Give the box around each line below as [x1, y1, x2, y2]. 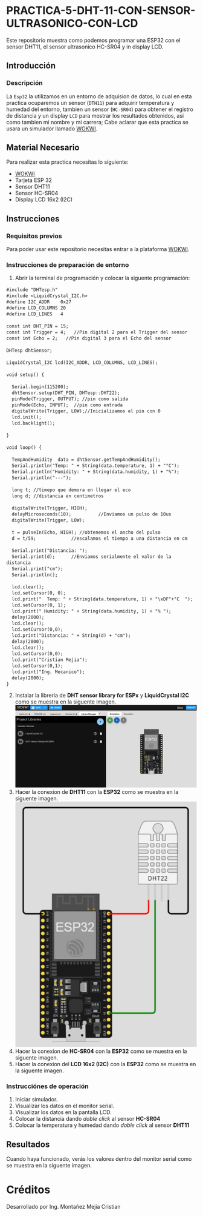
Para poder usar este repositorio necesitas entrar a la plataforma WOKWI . [6, 246, 190, 253]
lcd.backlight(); [11, 420, 56, 426]
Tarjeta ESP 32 [14, 176, 53, 184]
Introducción [6, 61, 56, 71]
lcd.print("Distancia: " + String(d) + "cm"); [11, 633, 131, 639]
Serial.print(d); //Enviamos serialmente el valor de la [11, 554, 172, 560]
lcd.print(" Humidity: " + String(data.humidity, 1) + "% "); [11, 608, 172, 614]
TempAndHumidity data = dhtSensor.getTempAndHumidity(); [11, 457, 161, 463]
